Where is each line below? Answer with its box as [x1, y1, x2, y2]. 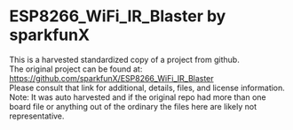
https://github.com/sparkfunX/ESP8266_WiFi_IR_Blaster [9, 73, 215, 83]
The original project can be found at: [9, 64, 143, 74]
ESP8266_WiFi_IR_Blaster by [9, 6, 226, 27]
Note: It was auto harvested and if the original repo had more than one [9, 91, 266, 103]
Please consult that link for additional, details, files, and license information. [9, 82, 286, 93]
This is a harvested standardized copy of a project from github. [9, 54, 240, 65]
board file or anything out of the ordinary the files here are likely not [9, 101, 257, 111]
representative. [9, 111, 65, 121]
